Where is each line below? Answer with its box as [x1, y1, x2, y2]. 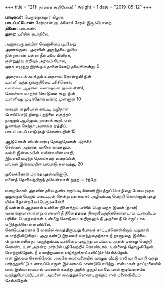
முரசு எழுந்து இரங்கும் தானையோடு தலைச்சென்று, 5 [5, 63, 100, 69]
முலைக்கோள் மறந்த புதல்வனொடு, [5, 171, 68, 177]
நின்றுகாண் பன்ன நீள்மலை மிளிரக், [5, 52, 72, 58]
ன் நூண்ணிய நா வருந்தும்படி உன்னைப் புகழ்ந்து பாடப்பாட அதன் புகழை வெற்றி [5, 238, 152, 244]
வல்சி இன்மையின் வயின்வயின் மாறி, [5, 150, 74, 155]
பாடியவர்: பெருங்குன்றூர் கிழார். [5, 14, 65, 20]
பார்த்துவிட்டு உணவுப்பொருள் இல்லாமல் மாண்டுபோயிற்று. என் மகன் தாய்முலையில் [5, 261, 161, 266]
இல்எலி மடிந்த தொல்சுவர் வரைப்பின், [5, 155, 77, 161]
